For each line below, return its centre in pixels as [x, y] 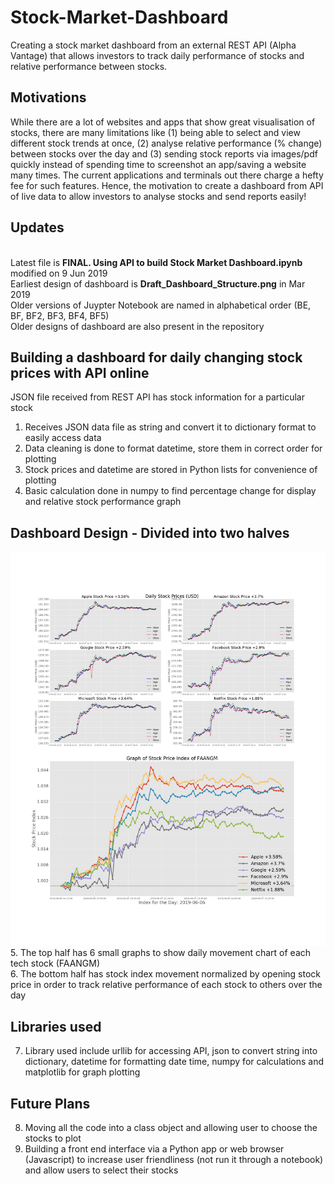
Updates [37, 227]
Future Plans [50, 1103]
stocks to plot [53, 1138]
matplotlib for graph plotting [82, 1072]
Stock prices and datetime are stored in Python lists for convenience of [171, 470]
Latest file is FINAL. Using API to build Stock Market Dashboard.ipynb [156, 262]
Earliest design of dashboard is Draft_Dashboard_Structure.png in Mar [158, 283]
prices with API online [80, 372]
